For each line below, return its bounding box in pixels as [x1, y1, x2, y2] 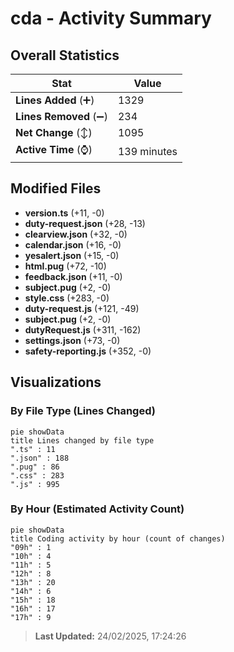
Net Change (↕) [15, 126, 93, 139]
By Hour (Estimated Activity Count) [10, 502, 185, 516]
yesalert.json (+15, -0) [24, 249, 120, 261]
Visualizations [10, 374, 102, 391]
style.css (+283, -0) [24, 292, 110, 304]
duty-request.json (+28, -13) [24, 217, 146, 229]
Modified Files [10, 180, 102, 197]
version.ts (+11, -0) [24, 207, 105, 219]
